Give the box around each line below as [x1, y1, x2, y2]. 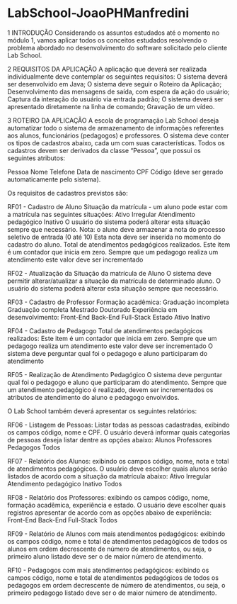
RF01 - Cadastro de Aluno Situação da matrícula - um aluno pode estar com [7, 202, 228, 211]
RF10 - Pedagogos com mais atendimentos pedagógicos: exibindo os [7, 566, 209, 574]
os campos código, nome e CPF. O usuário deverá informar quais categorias [7, 427, 231, 437]
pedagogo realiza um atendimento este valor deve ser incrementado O [7, 342, 214, 350]
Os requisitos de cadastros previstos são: [7, 189, 129, 197]
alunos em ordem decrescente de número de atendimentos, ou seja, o [7, 544, 212, 553]
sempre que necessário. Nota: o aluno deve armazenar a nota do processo [7, 225, 226, 233]
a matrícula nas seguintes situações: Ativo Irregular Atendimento [7, 210, 196, 218]
